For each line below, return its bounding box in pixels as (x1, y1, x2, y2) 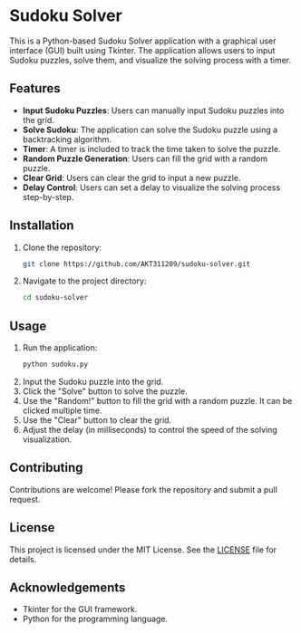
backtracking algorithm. (22, 133, 112, 145)
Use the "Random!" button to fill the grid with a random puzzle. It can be (22, 396, 293, 406)
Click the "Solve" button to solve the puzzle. (22, 386, 188, 397)
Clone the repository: (22, 242, 102, 253)
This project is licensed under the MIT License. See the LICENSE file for (9, 544, 277, 555)
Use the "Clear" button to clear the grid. (22, 415, 172, 426)
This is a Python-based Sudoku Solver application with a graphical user (9, 35, 277, 46)
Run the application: (22, 342, 98, 353)
